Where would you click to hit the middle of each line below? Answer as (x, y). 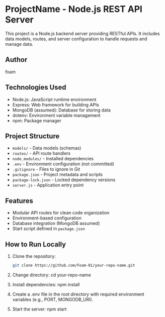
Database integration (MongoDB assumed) (56, 223)
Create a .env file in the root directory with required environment (78, 294)
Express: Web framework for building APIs (56, 105)
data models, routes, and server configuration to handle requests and (76, 39)
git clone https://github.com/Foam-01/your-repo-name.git (74, 265)
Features (19, 201)
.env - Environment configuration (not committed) (63, 164)
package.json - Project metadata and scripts (57, 175)
